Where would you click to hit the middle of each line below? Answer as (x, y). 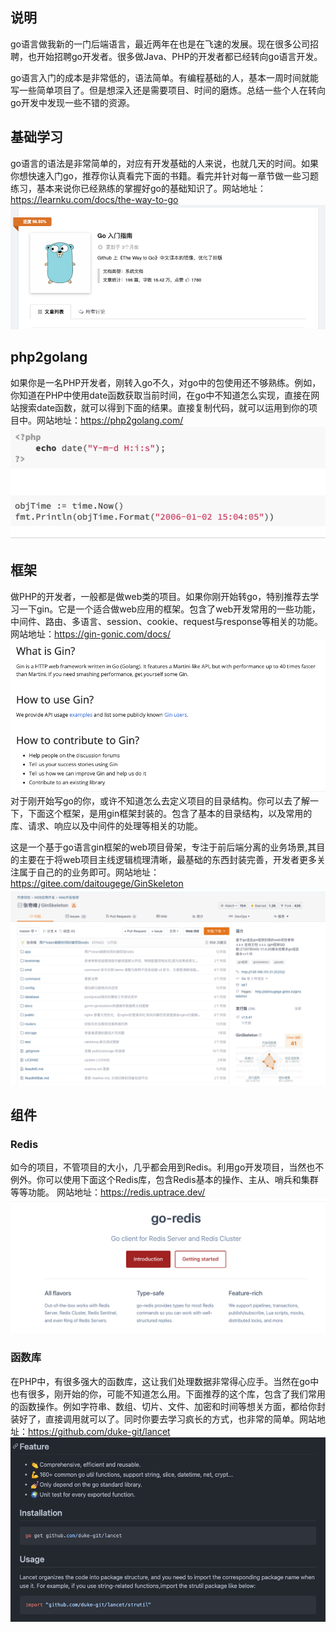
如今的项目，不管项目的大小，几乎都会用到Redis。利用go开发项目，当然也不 (167, 1167)
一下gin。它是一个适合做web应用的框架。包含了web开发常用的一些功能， (170, 609)
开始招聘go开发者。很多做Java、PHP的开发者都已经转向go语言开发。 (179, 56)
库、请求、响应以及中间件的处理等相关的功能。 (106, 825)
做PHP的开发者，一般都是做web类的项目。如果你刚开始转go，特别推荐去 (160, 596)
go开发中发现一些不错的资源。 (72, 102)
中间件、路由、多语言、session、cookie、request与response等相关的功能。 (166, 621)
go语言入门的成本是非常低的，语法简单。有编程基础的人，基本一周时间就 (160, 77)
